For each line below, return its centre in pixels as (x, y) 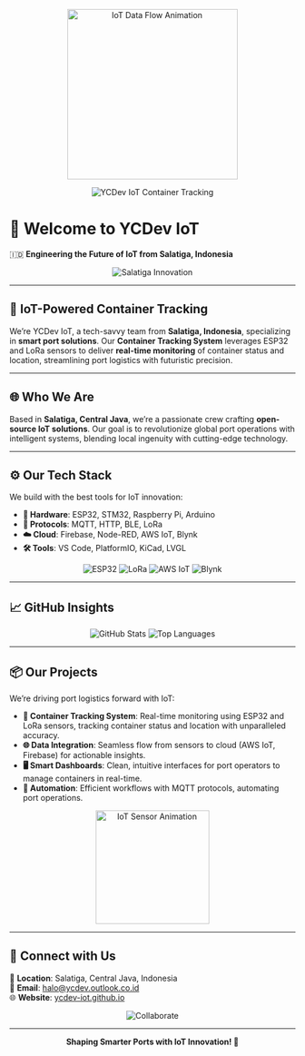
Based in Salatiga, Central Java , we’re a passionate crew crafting (132, 419)
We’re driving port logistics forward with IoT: (92, 698)
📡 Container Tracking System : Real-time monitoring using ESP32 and (153, 716)
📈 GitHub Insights (62, 607)
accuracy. (41, 735)
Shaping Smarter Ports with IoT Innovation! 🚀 (152, 1041)
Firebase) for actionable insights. (84, 755)
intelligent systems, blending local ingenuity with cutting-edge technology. (149, 438)
